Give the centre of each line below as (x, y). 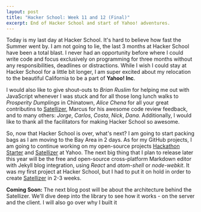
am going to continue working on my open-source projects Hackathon (93, 146)
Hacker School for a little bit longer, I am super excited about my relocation (98, 72)
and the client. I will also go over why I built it (61, 202)
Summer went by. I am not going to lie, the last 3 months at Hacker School (98, 46)
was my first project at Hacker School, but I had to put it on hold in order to (98, 172)
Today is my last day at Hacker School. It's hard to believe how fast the (94, 40)
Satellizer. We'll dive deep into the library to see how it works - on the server (100, 196)
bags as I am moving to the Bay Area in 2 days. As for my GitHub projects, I (99, 140)
